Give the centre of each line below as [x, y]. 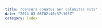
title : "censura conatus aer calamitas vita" [51, 9]
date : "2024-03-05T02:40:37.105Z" [40, 14]
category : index [21, 18]
